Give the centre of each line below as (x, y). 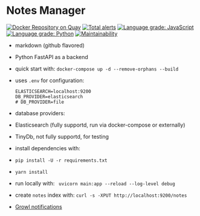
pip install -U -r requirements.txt (61, 160)
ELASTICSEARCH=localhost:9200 (53, 91)
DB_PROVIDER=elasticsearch (49, 97)
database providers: (40, 113)
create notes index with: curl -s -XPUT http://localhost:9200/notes (101, 195)
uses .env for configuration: (50, 80)
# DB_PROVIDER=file (40, 102)
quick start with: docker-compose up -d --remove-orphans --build (97, 68)
